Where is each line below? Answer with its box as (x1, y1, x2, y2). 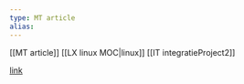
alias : (9, 22, 35, 31)
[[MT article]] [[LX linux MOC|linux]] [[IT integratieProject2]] (9, 47, 236, 58)
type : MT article (9, 13, 76, 23)
